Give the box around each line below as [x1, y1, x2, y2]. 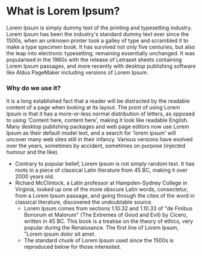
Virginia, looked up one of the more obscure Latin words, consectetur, [14, 186, 188, 193]
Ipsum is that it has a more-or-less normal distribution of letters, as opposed [6, 110, 195, 118]
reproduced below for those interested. [23, 243, 121, 251]
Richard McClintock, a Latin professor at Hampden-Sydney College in [14, 179, 188, 187]
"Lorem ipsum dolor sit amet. [23, 230, 96, 238]
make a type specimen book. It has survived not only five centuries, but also [6, 43, 195, 50]
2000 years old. [14, 173, 55, 180]
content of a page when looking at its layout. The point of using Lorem [6, 104, 180, 111]
